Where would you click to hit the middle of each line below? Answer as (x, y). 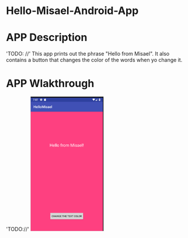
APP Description (47, 38)
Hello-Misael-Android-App (72, 11)
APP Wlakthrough (50, 84)
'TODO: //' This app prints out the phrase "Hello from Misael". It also (88, 54)
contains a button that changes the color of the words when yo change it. (94, 60)
